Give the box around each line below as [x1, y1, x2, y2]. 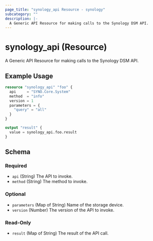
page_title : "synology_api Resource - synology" [5, 7, 105, 12]
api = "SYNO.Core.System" [9, 89, 70, 94]
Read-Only [5, 219, 32, 226]
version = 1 [9, 98, 34, 103]
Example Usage [5, 72, 53, 80]
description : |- [5, 16, 38, 21]
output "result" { [5, 125, 42, 130]
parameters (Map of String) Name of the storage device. [12, 202, 124, 207]
